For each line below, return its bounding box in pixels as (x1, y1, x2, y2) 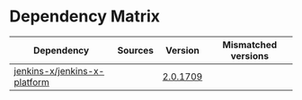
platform (13, 76, 49, 88)
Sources (117, 44, 155, 56)
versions (230, 49, 270, 62)
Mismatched (222, 38, 278, 51)
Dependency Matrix (9, 6, 160, 27)
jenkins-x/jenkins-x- (13, 64, 105, 77)
